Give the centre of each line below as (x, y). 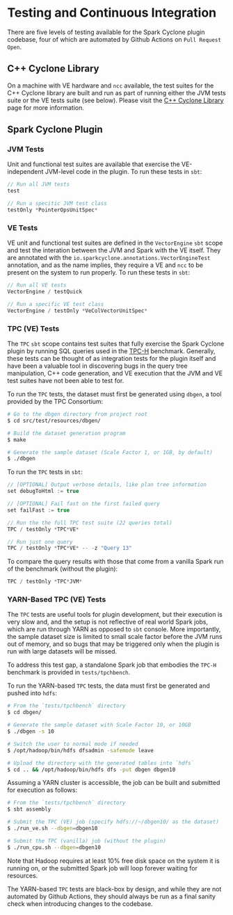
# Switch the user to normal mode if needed (73, 744)
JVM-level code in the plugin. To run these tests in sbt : (123, 172)
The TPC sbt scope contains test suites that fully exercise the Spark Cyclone (116, 344)
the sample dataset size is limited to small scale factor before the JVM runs (115, 637)
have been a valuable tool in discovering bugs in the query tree (97, 366)
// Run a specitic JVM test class (57, 204)
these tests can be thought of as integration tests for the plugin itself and (112, 359)
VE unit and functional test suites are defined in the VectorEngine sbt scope (115, 243)
